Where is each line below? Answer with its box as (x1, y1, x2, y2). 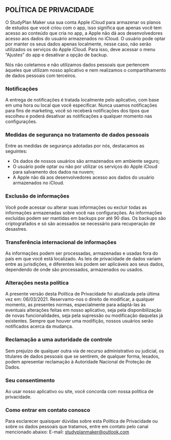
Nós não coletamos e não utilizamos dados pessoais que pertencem (5, 61, 150, 67)
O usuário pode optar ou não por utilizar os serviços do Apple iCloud (12, 163, 157, 169)
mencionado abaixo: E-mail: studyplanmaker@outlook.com (5, 429, 129, 435)
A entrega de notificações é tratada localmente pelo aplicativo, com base (5, 97, 159, 103)
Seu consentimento (5, 377, 55, 384)
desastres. (5, 226, 28, 232)
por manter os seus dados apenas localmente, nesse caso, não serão (5, 41, 152, 47)
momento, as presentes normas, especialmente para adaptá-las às (5, 302, 146, 308)
